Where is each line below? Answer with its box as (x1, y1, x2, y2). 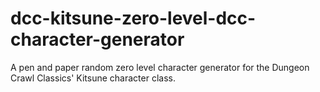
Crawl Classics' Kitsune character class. (10, 72, 176, 84)
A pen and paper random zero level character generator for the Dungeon (10, 61, 310, 73)
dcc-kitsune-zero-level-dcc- (10, 7, 257, 30)
